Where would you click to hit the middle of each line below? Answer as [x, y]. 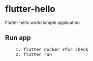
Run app [18, 38]
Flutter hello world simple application [43, 22]
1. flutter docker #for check [52, 49]
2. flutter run [34, 54]
